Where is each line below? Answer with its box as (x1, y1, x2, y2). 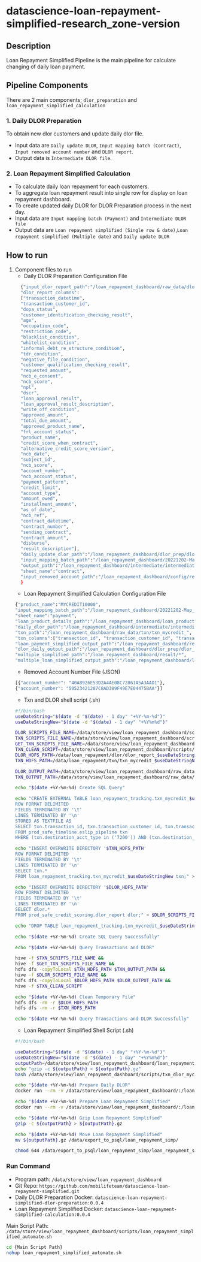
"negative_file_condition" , (20, 357, 91, 363)
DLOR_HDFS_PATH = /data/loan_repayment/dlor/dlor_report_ (14, 752, 157, 758)
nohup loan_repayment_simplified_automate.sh (6, 1249, 121, 1256)
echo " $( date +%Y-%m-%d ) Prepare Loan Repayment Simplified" (14, 1098, 171, 1105)
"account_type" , (20, 490, 61, 496)
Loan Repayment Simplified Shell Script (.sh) (23, 1026, 134, 1034)
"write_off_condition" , (20, 406, 80, 413)
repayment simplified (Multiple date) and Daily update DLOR (14, 233, 169, 240)
